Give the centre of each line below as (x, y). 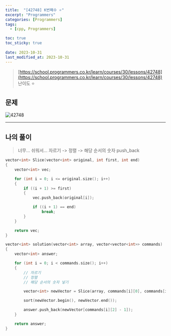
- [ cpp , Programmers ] (33, 29)
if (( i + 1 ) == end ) (54, 207)
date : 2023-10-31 (24, 52)
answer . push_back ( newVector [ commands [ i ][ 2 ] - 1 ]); (78, 310)
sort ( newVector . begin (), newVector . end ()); (70, 301)
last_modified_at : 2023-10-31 (37, 57)
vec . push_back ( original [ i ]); (63, 198)
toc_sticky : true (24, 43)
